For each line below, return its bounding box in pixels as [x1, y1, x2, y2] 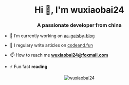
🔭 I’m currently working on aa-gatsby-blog [9, 33, 95, 39]
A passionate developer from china [37, 22, 122, 29]
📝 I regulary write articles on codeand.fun [9, 42, 93, 48]
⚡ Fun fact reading [9, 64, 48, 70]
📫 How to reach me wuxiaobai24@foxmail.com [9, 52, 109, 58]
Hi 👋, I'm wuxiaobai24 [34, 4, 125, 16]
